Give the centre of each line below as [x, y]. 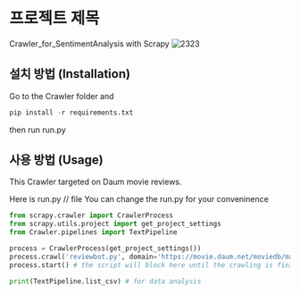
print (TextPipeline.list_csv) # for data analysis [105, 281]
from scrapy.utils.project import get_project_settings [115, 224]
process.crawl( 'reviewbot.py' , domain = [83, 257]
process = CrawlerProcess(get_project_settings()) [105, 249]
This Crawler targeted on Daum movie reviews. [96, 182]
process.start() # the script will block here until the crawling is [142, 265]
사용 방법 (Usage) [57, 160]
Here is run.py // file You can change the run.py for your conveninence [139, 199]
